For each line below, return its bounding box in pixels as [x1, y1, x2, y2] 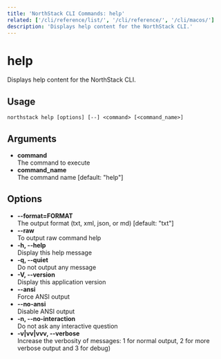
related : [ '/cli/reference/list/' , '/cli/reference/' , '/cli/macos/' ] [7, 17, 215, 24]
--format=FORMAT [17, 212, 73, 220]
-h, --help [17, 241, 46, 249]
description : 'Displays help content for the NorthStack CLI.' [7, 23, 193, 30]
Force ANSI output [17, 292, 70, 301]
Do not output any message [17, 263, 97, 271]
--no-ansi [17, 300, 46, 308]
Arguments [7, 133, 57, 145]
